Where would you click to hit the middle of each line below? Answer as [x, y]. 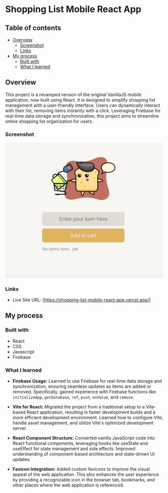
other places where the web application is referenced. [68, 485]
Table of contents [33, 28]
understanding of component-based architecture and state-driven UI [83, 454]
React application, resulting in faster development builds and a [91, 412]
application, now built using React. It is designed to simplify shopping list [80, 100]
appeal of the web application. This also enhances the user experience [86, 474]
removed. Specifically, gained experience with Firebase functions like [84, 392]
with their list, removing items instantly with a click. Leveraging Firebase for [83, 110]
